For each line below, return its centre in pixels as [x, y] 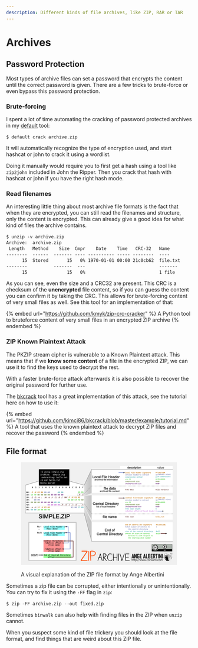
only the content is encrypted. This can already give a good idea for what [95, 219]
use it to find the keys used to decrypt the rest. [63, 367]
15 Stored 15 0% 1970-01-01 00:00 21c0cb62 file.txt [101, 261]
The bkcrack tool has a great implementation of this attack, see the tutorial [96, 396]
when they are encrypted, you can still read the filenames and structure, [94, 213]
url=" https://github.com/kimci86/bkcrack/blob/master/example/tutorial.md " [98, 420]
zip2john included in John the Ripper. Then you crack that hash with [89, 172]
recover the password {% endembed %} [55, 433]
